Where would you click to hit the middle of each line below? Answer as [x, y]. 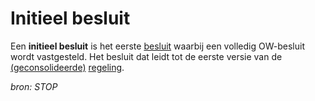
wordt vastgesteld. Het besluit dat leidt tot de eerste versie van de [146, 56]
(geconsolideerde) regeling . [67, 67]
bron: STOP [34, 86]
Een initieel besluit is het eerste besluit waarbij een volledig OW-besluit [157, 46]
